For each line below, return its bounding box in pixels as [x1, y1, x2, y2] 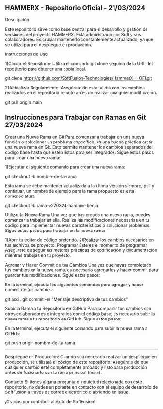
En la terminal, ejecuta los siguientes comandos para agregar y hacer [5, 282, 144, 287]
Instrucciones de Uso [5, 51, 48, 57]
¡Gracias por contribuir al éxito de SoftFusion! [5, 398, 96, 404]
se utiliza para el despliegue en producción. [5, 41, 93, 48]
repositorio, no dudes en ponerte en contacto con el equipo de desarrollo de [5, 384, 158, 390]
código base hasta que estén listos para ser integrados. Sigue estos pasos [5, 149, 154, 155]
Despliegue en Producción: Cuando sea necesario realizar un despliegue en [5, 354, 157, 359]
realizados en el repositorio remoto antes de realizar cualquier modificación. [5, 89, 158, 95]
